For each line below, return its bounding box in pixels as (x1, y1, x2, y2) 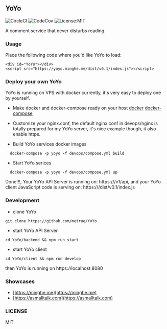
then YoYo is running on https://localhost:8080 (5, 265, 103, 271)
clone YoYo (12, 208, 37, 215)
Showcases (5, 278, 35, 285)
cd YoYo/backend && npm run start (5, 237, 79, 242)
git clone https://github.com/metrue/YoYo (5, 218, 97, 224)
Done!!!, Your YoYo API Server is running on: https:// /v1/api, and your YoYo (5, 179, 161, 185)
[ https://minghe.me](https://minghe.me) (12, 290, 97, 295)
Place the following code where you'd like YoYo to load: (5, 52, 122, 58)
